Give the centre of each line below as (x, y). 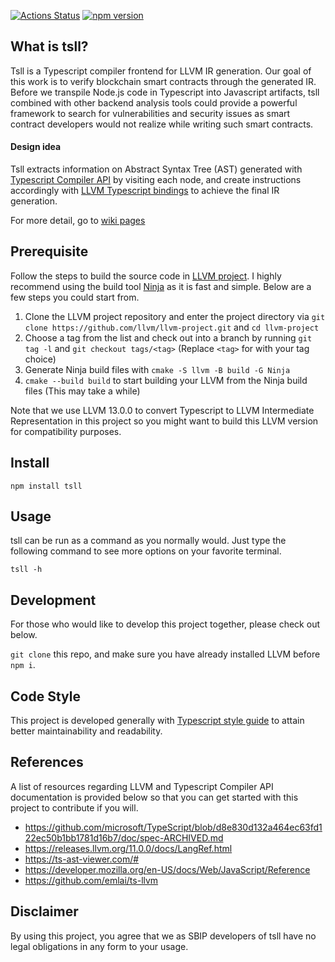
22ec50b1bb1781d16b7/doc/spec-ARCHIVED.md (124, 837)
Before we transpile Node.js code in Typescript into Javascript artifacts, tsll (165, 92)
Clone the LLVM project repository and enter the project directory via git (175, 316)
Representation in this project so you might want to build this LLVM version (164, 421)
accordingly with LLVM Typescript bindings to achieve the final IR (145, 191)
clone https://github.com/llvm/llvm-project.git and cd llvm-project (172, 327)
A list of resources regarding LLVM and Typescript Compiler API (142, 786)
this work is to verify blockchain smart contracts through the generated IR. (163, 81)
